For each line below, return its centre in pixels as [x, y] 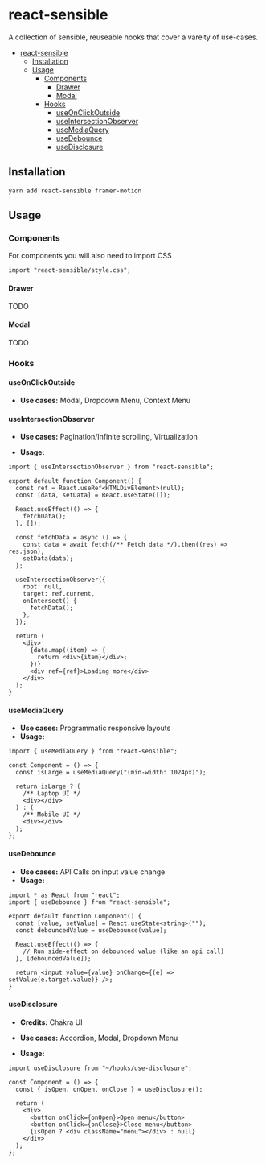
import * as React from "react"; [64, 895]
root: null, [43, 587]
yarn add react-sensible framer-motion [75, 191]
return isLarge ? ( [48, 786]
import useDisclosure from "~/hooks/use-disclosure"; [100, 1068]
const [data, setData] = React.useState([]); [93, 495]
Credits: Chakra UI [51, 1022]
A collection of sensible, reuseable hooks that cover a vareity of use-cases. [133, 37]
